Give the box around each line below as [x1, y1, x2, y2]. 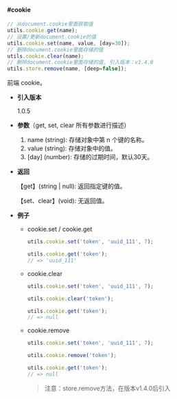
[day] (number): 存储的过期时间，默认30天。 [27, 153, 154, 161]
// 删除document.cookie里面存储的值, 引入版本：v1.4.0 [7, 59, 154, 66]
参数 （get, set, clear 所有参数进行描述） [16, 121, 130, 130]
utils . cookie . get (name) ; [7, 27, 78, 34]
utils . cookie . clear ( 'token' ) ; [27, 295, 115, 302]
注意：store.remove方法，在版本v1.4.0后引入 [44, 384, 171, 392]
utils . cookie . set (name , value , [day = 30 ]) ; [7, 40, 130, 47]
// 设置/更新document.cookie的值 [7, 33, 97, 41]
